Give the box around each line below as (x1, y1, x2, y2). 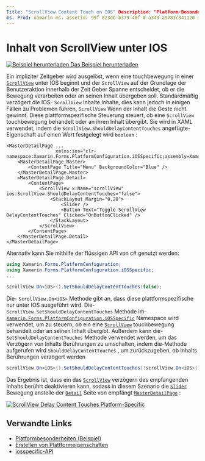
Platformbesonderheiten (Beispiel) (15, 434, 102, 442)
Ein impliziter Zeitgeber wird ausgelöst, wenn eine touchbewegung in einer (6, 73, 194, 80)
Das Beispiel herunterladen (70, 61, 138, 68)
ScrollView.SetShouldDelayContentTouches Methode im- (6, 307, 147, 315)
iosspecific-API (15, 448, 54, 455)
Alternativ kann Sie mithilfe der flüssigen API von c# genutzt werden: (6, 249, 179, 257)
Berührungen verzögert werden (6, 353, 86, 360)
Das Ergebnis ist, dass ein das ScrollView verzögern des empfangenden (6, 376, 189, 383)
